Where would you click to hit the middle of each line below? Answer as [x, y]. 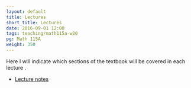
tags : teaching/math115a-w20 [42, 34]
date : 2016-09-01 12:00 [35, 28]
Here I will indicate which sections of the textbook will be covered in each [96, 61]
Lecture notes [32, 79]
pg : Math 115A [24, 39]
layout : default [26, 12]
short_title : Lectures [34, 22]
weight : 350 [21, 45]
